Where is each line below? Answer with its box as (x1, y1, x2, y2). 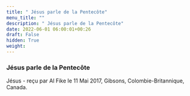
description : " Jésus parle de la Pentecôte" (6, 20, 124, 26)
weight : (6, 43, 26, 50)
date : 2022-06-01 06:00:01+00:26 (6, 26, 91, 32)
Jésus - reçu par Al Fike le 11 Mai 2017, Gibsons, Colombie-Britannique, (6, 77, 185, 84)
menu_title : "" (6, 15, 45, 21)
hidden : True (6, 37, 40, 43)
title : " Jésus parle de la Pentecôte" (6, 9, 108, 15)
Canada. (6, 84, 27, 91)
